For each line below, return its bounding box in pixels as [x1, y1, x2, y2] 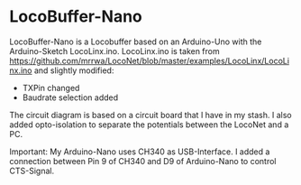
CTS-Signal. [9, 165, 55, 176]
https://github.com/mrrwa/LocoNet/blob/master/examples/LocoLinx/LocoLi [9, 55, 290, 66]
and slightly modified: [33, 65, 114, 76]
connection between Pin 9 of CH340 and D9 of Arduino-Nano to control [9, 155, 277, 166]
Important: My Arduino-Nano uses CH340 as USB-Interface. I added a [9, 146, 270, 157]
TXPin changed [22, 82, 80, 93]
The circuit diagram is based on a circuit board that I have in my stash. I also [9, 109, 292, 120]
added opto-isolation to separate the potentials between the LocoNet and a [9, 119, 289, 130]
